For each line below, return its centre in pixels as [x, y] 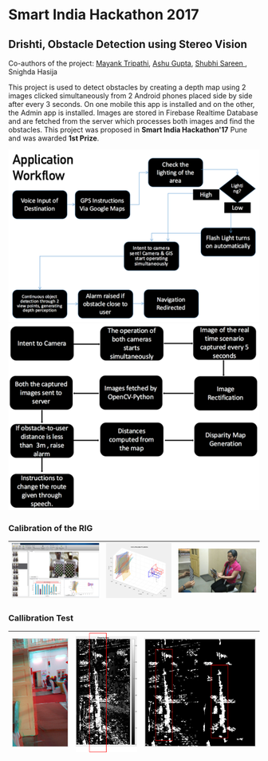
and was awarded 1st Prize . [54, 138]
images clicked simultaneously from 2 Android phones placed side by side [130, 96]
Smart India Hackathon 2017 [104, 15]
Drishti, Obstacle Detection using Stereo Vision [128, 44]
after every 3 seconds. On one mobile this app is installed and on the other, [132, 104]
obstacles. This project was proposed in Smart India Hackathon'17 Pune [128, 130]
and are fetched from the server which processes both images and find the [132, 121]
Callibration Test [41, 618]
